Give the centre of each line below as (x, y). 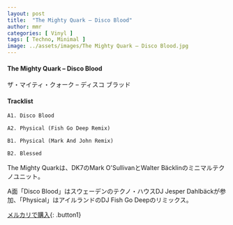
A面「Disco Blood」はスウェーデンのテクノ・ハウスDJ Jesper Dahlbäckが (114, 191)
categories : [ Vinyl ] (40, 33)
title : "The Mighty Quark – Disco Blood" (70, 20)
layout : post (26, 14)
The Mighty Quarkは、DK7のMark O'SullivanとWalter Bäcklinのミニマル (110, 167)
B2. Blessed (24, 154)
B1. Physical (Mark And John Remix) (60, 141)
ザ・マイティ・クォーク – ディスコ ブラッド (69, 85)
